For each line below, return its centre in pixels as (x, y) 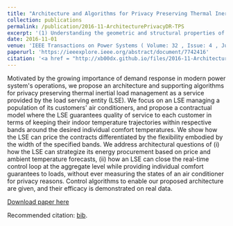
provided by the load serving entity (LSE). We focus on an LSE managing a (114, 100)
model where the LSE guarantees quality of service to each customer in (110, 115)
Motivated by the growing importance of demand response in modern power (116, 78)
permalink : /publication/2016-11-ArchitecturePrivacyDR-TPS (96, 26)
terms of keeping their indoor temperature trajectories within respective (109, 122)
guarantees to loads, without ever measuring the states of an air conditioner (115, 173)
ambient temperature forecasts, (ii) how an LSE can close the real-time (108, 159)
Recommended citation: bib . (48, 215)
